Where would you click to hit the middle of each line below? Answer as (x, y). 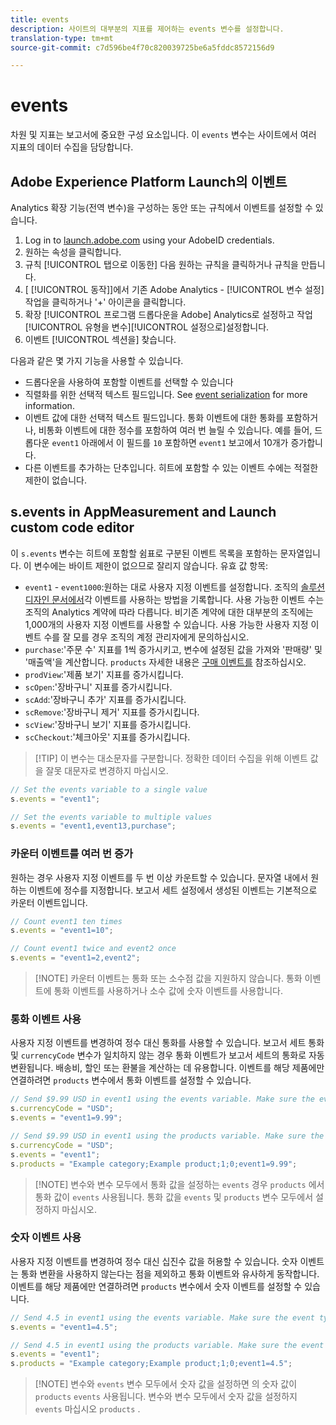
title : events (40, 19)
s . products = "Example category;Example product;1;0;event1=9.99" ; (154, 1164)
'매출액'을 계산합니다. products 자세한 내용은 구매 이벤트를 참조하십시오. (165, 662)
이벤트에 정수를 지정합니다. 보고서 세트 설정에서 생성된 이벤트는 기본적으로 (173, 890)
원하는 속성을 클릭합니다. (73, 252)
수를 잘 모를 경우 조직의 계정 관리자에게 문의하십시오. (146, 637)
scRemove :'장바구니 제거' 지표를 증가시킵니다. (112, 712)
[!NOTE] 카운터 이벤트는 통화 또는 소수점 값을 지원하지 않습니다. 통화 (168, 978)
